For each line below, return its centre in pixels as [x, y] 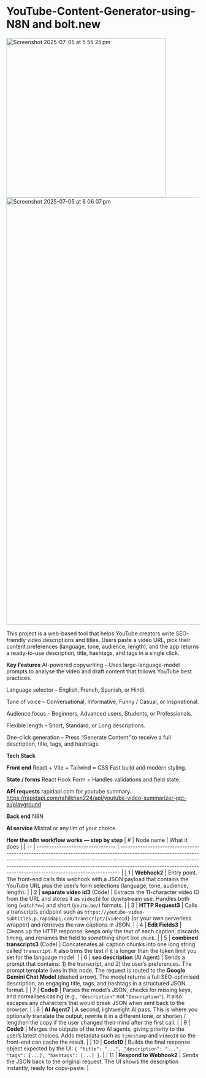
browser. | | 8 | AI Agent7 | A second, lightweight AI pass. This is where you [102, 1009]
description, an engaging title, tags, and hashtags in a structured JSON [96, 983]
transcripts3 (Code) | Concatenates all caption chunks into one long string [101, 944]
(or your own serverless [162, 918]
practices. [19, 678]
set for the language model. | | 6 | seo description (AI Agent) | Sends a [96, 957]
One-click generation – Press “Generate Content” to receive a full [89, 737]
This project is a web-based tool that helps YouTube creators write [90, 633]
